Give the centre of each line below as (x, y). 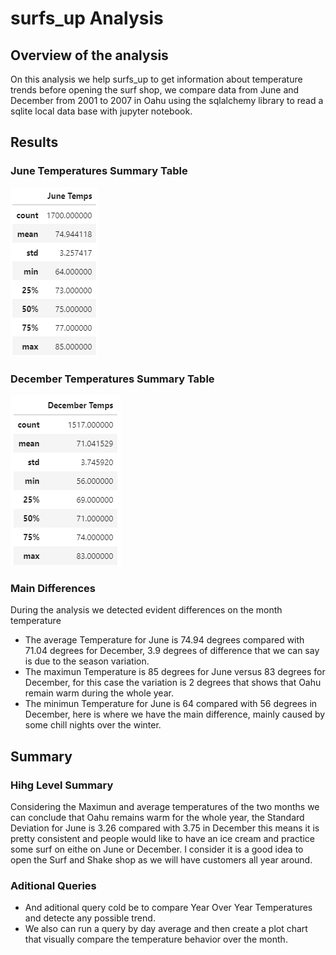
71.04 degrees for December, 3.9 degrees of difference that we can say (172, 651)
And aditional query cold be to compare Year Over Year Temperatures (168, 908)
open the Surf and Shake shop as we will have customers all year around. (161, 859)
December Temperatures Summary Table (112, 379)
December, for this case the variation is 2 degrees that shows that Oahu (173, 683)
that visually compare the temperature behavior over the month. (156, 939)
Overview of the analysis (89, 55)
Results (34, 142)
